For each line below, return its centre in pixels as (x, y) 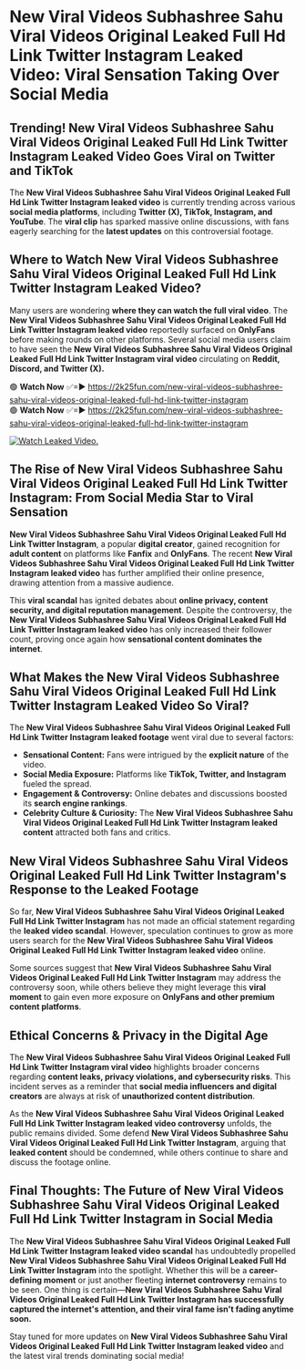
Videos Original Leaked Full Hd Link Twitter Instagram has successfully (147, 1299)
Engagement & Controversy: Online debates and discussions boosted (155, 794)
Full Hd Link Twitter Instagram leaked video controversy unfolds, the (141, 1124)
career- (264, 1270)
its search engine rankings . (75, 803)
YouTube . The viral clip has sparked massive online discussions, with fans (149, 221)
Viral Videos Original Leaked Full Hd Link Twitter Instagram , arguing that (148, 1143)
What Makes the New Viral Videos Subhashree (145, 678)
